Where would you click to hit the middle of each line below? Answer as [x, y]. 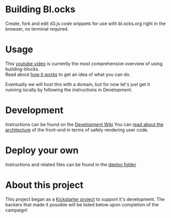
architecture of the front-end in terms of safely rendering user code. [77, 130]
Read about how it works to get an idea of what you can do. [68, 74]
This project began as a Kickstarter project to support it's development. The [85, 199]
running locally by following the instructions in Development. [69, 90]
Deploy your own [42, 150]
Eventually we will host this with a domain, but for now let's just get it [78, 84]
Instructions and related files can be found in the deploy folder [71, 165]
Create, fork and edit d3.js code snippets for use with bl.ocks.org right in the [86, 23]
